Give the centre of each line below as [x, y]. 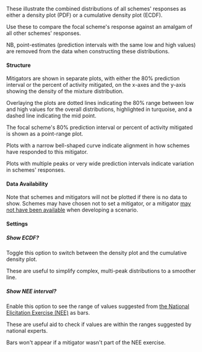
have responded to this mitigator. [47, 152]
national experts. [27, 330]
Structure [19, 65]
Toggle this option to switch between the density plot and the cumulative [96, 253]
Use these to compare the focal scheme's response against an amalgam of [99, 27]
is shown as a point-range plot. [45, 134]
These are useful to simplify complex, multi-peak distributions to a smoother [101, 271]
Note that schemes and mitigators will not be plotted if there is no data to [97, 197]
